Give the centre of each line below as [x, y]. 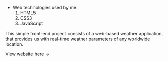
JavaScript [31, 23]
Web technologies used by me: [45, 7]
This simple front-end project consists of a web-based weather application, [84, 33]
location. [14, 44]
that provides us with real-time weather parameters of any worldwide [78, 39]
